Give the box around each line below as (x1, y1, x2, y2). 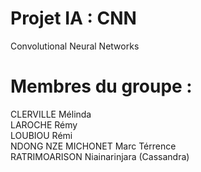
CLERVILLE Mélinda (10, 108, 92, 120)
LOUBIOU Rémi (10, 129, 73, 141)
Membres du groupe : (10, 75, 193, 98)
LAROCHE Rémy (10, 118, 78, 131)
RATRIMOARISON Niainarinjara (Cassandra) (10, 150, 190, 162)
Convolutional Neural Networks (10, 40, 140, 52)
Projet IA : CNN (10, 7, 137, 30)
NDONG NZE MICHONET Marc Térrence (10, 140, 177, 152)
